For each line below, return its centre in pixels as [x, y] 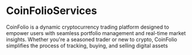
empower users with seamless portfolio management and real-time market [96, 33]
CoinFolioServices [52, 11]
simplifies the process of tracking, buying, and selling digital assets [87, 46]
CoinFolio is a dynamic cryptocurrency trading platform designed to [88, 27]
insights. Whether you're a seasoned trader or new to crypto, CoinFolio [92, 39]
